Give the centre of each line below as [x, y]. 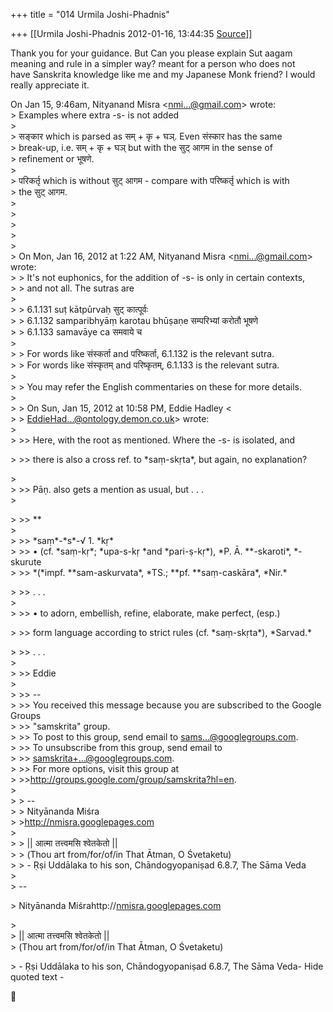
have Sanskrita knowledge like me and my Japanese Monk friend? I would [163, 74]
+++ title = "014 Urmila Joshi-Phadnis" [90, 14]
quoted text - [37, 977]
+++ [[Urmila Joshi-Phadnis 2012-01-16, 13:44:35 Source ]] [131, 33]
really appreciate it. [50, 85]
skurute [26, 562]
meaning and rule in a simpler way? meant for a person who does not [153, 63]
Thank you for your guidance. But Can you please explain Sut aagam [151, 53]
